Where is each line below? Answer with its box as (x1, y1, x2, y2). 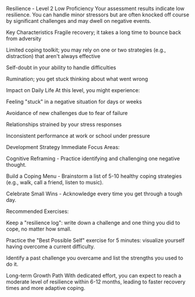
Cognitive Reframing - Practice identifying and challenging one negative (6, 155, 180, 162)
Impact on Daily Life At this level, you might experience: (6, 87, 141, 93)
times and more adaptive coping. (6, 285, 85, 291)
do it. (6, 261, 19, 268)
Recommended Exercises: (6, 208, 69, 215)
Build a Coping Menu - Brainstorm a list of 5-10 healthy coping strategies (6, 173, 182, 180)
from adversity (6, 35, 42, 42)
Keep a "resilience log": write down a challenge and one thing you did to (6, 220, 180, 226)
